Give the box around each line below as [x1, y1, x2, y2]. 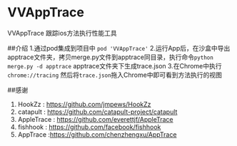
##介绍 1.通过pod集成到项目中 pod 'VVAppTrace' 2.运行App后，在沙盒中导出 [7, 43, 231, 52]
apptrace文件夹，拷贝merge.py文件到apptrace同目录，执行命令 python [7, 53, 214, 61]
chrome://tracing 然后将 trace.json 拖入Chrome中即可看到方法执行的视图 [7, 71, 223, 79]
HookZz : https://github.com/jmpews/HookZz [17, 100, 151, 108]
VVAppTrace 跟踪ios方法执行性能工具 [7, 28, 117, 37]
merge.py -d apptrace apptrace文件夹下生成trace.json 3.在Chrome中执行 [7, 61, 223, 70]
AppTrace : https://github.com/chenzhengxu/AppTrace [17, 130, 177, 139]
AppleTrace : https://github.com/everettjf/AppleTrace [17, 115, 173, 123]
